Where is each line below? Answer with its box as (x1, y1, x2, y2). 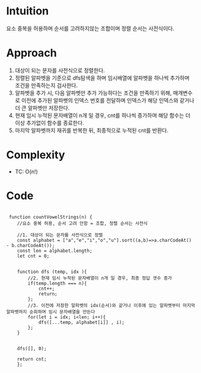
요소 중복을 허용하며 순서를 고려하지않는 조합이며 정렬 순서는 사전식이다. (6, 25, 175, 32)
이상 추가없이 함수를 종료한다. (14, 119, 85, 127)
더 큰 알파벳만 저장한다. (14, 104, 70, 112)
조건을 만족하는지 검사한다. (14, 82, 78, 89)
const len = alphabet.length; (17, 248, 93, 254)
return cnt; (17, 356, 47, 362)
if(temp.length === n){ (28, 280, 87, 286)
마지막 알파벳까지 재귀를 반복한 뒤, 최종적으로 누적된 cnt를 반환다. (14, 127, 169, 134)
